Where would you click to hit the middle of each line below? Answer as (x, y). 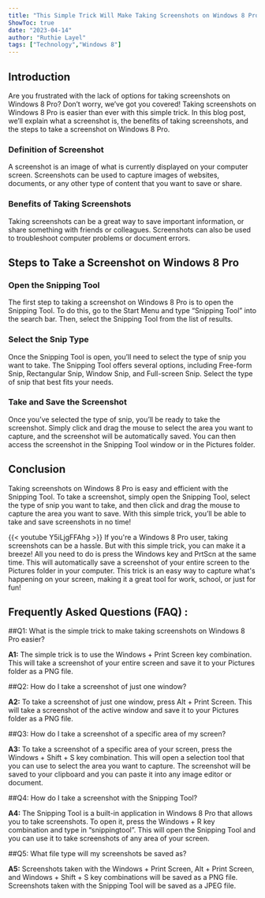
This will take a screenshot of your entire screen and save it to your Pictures (131, 663)
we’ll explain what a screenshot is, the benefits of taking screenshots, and (128, 121)
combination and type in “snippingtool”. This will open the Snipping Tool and (132, 830)
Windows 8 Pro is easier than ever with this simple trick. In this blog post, (127, 112)
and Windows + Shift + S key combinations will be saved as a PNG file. (123, 878)
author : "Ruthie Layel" (47, 37)
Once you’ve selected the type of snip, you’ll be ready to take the (114, 419)
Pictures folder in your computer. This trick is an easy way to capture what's (132, 570)
